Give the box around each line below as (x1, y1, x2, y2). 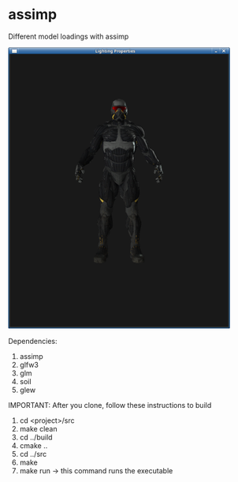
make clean (19, 424, 58, 433)
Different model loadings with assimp (8, 32, 129, 41)
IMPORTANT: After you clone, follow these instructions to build (8, 400, 212, 409)
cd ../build (19, 432, 53, 442)
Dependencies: (8, 336, 58, 346)
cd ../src (19, 449, 47, 458)
